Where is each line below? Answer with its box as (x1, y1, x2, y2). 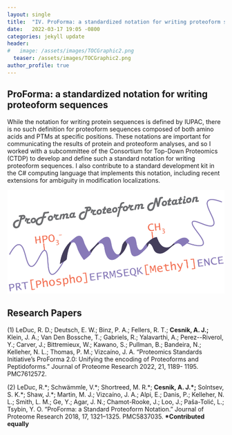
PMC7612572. (7, 370, 47, 378)
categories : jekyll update (7, 33, 85, 40)
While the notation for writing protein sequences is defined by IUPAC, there (7, 117, 221, 125)
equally (7, 419, 30, 427)
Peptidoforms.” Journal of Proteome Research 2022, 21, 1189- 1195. (7, 362, 199, 370)
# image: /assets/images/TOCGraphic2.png (7, 48, 135, 54)
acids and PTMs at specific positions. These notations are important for (7, 132, 211, 141)
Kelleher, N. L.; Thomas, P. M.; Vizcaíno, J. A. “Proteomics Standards (7, 347, 202, 356)
